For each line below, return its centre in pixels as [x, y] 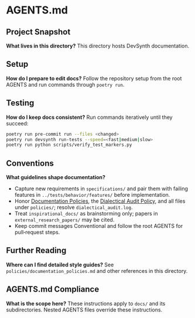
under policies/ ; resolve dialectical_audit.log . [73, 207]
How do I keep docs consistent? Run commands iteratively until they [89, 117]
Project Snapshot [38, 32]
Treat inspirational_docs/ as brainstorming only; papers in [86, 214]
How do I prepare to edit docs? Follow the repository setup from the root [94, 78]
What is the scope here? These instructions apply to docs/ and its [86, 303]
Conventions [30, 163]
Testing [20, 103]
